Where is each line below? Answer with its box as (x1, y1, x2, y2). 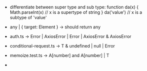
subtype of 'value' (9, 15, 47, 20)
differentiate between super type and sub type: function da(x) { (9, 4, 139, 10)
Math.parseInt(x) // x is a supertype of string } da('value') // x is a (9, 9, 142, 15)
